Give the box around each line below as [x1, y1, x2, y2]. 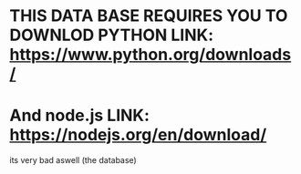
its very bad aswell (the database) [9, 155, 137, 166]
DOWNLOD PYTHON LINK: [9, 25, 214, 46]
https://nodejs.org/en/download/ [9, 125, 267, 146]
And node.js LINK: [9, 106, 150, 126]
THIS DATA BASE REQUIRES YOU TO [9, 5, 288, 26]
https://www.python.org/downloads [9, 45, 292, 65]
